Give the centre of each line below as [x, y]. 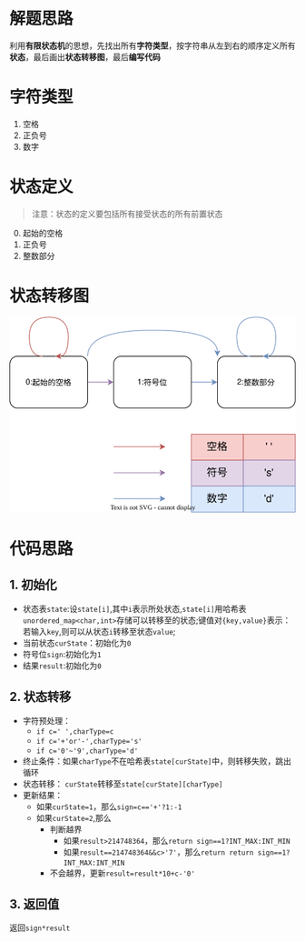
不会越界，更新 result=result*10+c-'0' [122, 873]
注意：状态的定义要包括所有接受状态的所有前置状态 [127, 214]
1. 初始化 [33, 585]
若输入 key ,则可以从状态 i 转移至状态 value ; [99, 631]
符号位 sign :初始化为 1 [62, 654]
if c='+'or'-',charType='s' [89, 741]
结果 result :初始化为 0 [62, 666]
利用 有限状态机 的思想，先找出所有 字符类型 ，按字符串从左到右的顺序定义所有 [152, 45]
